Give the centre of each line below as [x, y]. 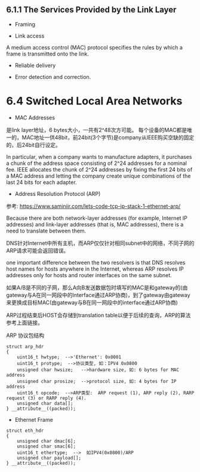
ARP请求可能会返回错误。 [38, 250]
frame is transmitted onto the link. [48, 54]
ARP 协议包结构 [25, 335]
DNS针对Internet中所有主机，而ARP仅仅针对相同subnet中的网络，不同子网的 [100, 243]
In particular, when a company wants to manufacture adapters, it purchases [99, 157]
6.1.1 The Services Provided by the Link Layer [91, 10]
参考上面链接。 [24, 323]
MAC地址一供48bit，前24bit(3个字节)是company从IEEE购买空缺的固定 [108, 137]
